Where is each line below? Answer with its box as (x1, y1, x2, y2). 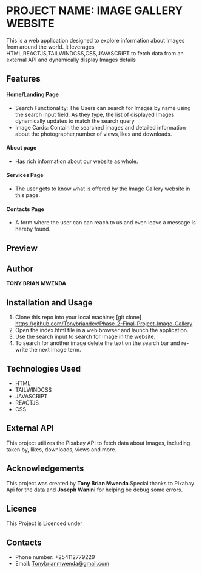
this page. (15, 191, 41, 198)
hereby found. (15, 226, 50, 233)
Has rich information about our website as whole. (15, 158, 138, 165)
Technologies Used (6, 363, 81, 374)
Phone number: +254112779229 (15, 554, 95, 561)
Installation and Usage (6, 297, 93, 308)
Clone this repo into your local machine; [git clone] (15, 314, 141, 321)
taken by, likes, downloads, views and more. (6, 445, 117, 453)
